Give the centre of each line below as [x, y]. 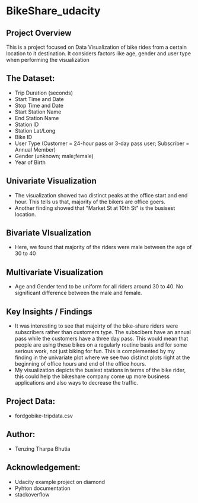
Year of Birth [30, 162]
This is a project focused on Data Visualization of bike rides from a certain [96, 47]
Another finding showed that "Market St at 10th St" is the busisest [95, 208]
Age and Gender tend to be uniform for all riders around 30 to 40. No [99, 287]
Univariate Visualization [51, 181]
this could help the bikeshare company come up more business [92, 376]
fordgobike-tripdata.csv [44, 416]
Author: [21, 434]
